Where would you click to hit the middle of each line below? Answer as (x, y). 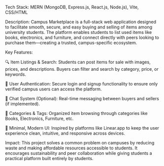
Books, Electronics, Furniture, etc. (39, 118)
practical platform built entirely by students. (49, 158)
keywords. (16, 74)
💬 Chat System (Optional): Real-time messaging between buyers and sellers (82, 98)
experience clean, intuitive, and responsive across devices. (65, 133)
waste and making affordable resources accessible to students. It (71, 148)
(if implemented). (23, 104)
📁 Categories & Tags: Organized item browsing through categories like (76, 113)
